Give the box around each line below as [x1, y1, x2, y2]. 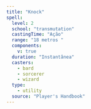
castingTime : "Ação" [12, 31, 64, 38]
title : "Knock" [6, 8, 45, 15]
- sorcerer [17, 71, 45, 77]
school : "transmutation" [12, 25, 75, 32]
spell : [6, 15, 23, 21]
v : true [17, 48, 36, 54]
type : [12, 82, 26, 88]
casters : [12, 59, 34, 65]
